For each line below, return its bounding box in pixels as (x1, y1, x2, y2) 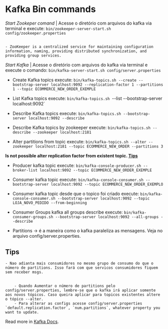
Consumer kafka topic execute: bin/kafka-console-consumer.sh (12, 177, 144, 183)
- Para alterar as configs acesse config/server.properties (14, 301, 142, 306)
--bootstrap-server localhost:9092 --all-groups (55, 215, 159, 220)
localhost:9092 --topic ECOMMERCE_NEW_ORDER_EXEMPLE (39, 168, 152, 173)
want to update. (5, 309, 39, 314)
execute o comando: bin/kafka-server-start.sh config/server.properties (5, 67, 161, 73)
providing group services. (5, 53, 62, 58)
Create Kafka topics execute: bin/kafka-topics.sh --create (12, 77, 137, 83)
